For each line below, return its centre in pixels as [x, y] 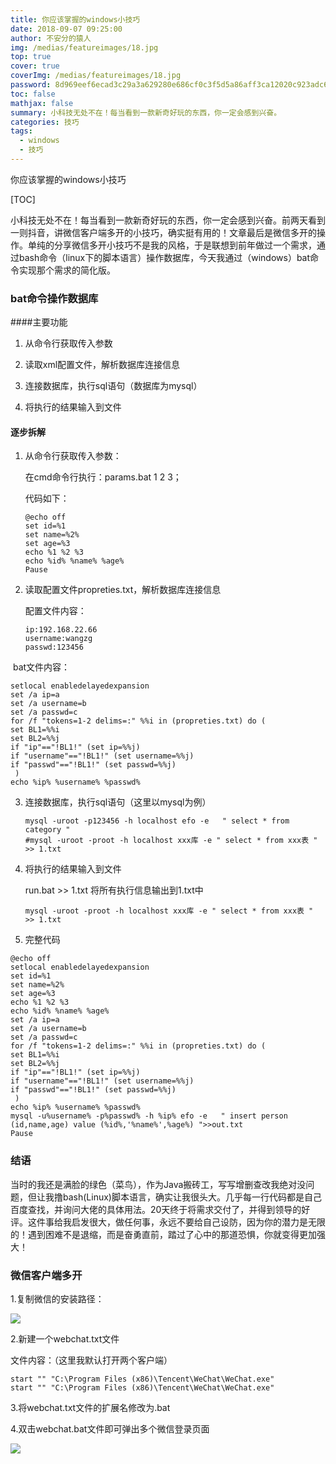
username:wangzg [58, 639]
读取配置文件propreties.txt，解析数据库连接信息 [123, 590]
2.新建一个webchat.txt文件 [65, 1338]
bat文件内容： [41, 667]
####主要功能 [39, 322]
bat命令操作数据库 [54, 298]
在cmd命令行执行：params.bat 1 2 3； [103, 477]
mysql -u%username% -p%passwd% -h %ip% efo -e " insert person [149, 1116]
